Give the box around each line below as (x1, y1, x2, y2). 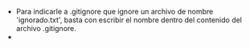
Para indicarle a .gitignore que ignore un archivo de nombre (15, 7, 214, 16)
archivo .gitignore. (15, 24, 76, 33)
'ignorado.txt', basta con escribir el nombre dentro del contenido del (15, 15, 243, 25)
